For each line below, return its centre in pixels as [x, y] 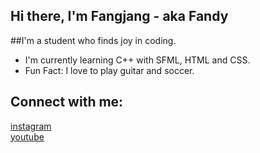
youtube [27, 136]
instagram [31, 126]
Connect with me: [67, 102]
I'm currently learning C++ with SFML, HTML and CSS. [137, 60]
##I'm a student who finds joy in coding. [93, 40]
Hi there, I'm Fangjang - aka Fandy [119, 16]
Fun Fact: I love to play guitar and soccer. [109, 70]
